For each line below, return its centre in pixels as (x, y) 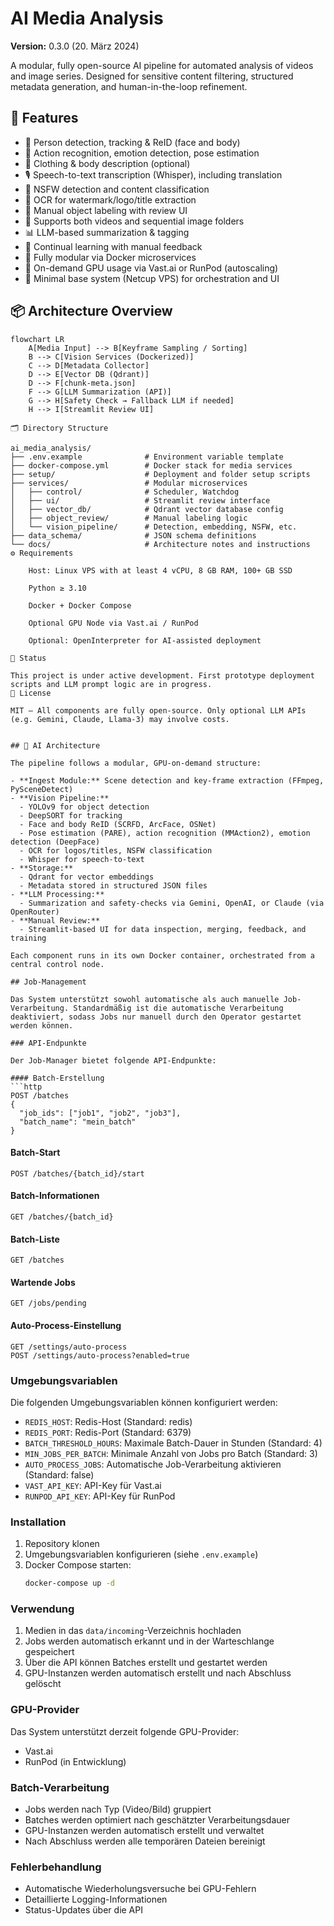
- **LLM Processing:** (57, 894)
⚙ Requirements (42, 553)
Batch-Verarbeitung (60, 1787)
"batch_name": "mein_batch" (78, 1122)
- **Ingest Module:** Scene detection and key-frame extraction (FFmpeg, (167, 780)
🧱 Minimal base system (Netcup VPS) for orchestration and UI (152, 278)
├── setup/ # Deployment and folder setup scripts (160, 474)
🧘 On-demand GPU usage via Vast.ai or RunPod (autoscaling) (151, 268)
